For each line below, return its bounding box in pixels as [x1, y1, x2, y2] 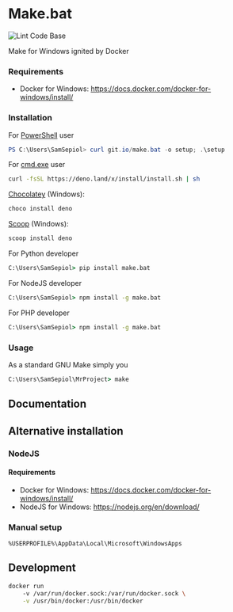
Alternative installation [8, 424, 124, 438]
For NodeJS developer [8, 278, 82, 287]
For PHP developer [8, 308, 70, 317]
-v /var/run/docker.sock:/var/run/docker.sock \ [22, 589, 186, 598]
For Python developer [8, 249, 79, 258]
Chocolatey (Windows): [8, 189, 85, 199]
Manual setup [8, 522, 63, 533]
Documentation [8, 397, 87, 411]
